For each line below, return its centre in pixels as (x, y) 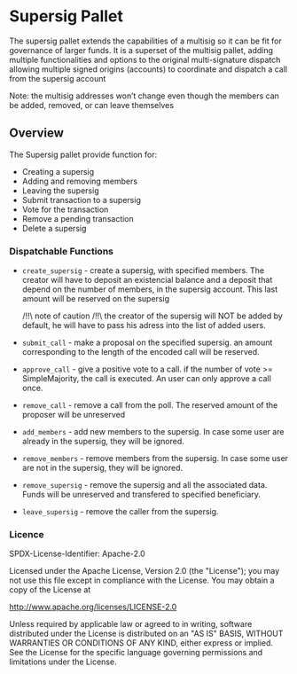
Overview (37, 133)
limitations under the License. (63, 662)
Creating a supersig (58, 171)
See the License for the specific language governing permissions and (136, 653)
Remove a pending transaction (78, 218)
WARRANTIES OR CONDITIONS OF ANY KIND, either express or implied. (141, 643)
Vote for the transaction (65, 209)
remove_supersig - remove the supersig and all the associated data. (145, 485)
